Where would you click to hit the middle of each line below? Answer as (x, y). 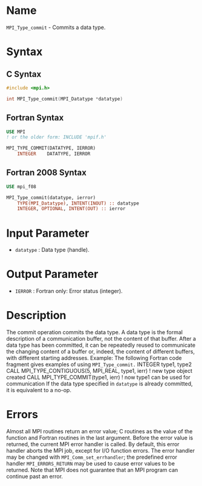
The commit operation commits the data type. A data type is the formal (95, 332)
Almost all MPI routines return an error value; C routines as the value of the (99, 432)
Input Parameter (48, 233)
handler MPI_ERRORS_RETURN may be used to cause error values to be (91, 464)
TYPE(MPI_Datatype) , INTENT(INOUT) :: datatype (78, 203)
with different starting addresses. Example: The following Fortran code (94, 358)
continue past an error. (35, 476)
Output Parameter (52, 274)
